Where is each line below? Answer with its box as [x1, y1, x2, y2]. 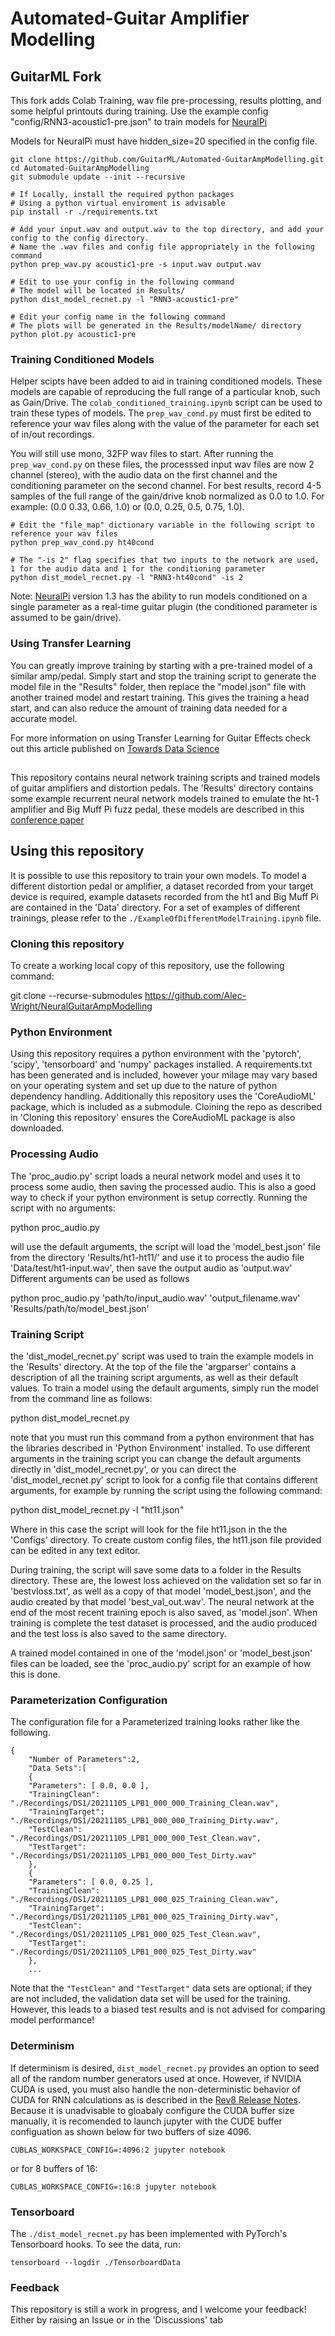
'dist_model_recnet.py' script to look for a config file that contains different [10, 1473, 318, 1486]
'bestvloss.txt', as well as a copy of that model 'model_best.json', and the [10, 1585, 312, 1597]
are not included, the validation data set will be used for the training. [10, 1993, 291, 2005]
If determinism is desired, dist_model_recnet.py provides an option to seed [10, 2062, 320, 2074]
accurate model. [10, 712, 78, 724]
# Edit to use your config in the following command [10, 277, 235, 287]
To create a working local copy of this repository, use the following [10, 960, 285, 972]
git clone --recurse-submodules [10, 990, 143, 1002]
